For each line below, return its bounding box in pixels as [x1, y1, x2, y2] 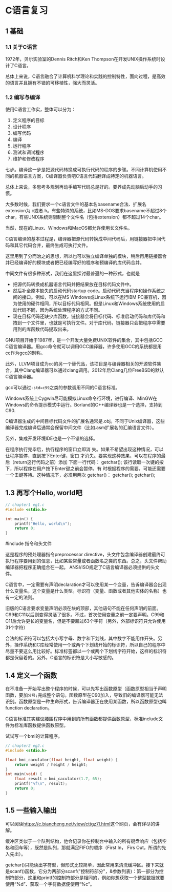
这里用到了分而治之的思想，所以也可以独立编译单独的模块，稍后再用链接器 [5, 253, 162, 259]
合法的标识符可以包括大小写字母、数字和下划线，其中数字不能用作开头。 [5, 635, 158, 641]
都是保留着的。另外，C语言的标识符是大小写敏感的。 [5, 655, 117, 661]
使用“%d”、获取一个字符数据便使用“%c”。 [5, 881, 95, 887]
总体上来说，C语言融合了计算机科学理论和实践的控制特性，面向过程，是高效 [5, 73, 166, 79]
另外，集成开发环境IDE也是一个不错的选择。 [5, 435, 98, 441]
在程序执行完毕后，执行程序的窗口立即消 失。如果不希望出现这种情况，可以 [5, 447, 164, 453]
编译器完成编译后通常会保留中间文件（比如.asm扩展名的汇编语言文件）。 [5, 424, 157, 431]
